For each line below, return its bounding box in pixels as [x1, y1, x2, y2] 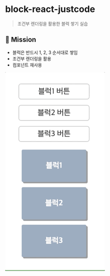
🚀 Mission [5, 35, 36, 44]
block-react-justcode [5, 3, 96, 15]
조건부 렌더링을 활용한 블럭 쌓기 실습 [17, 20, 88, 26]
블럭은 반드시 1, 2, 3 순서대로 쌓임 [12, 49, 78, 55]
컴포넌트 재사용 [12, 61, 42, 68]
